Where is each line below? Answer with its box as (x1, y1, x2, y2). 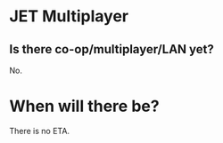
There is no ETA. (9, 125, 70, 136)
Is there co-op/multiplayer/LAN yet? (9, 42, 214, 57)
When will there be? (9, 96, 160, 116)
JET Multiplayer (9, 6, 129, 27)
